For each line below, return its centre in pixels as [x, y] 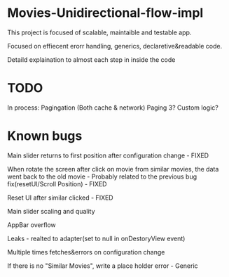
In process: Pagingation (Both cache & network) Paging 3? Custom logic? [113, 108]
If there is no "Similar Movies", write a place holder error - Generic [103, 266]
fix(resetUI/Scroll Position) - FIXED [57, 183]
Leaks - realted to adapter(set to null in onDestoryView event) [96, 238]
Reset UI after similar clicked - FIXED [60, 198]
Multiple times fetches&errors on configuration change [86, 252]
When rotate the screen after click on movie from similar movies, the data [113, 169]
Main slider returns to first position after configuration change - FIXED [108, 155]
